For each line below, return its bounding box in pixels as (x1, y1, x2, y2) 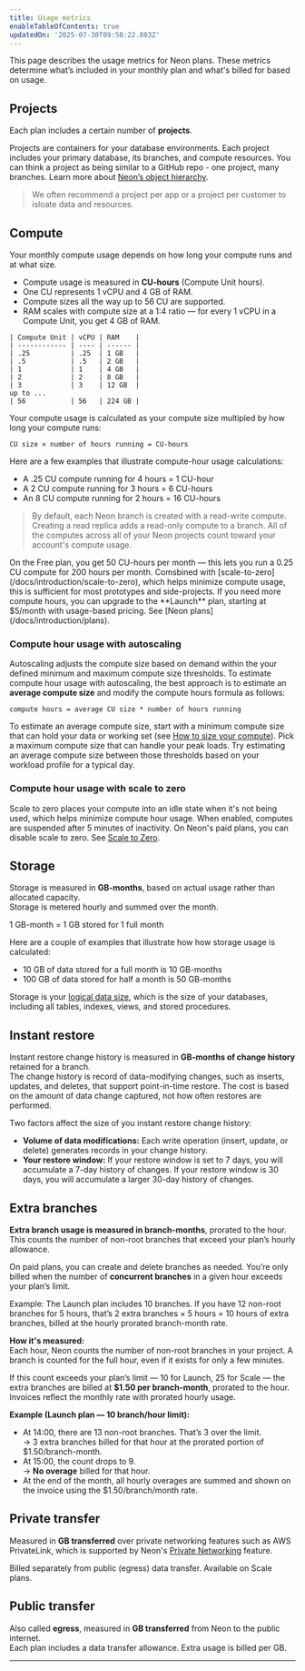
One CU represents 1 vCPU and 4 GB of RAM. (22, 287, 193, 297)
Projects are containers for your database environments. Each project (9, 143, 270, 154)
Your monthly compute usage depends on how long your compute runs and (9, 249, 292, 260)
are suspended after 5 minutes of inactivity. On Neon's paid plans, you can (9, 822, 289, 833)
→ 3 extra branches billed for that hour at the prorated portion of (22, 1436, 265, 1447)
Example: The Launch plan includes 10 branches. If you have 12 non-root (9, 1298, 281, 1310)
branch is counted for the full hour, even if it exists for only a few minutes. (9, 1354, 285, 1365)
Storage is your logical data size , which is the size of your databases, (9, 992, 269, 1002)
